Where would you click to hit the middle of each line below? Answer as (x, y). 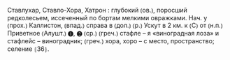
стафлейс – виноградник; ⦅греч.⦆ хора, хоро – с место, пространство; (111, 41)
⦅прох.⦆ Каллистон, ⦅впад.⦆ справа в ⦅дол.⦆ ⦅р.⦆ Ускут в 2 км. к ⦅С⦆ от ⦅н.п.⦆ (115, 25)
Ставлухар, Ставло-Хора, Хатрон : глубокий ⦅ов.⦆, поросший (97, 10)
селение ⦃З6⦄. (28, 49)
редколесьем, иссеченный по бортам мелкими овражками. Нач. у (107, 18)
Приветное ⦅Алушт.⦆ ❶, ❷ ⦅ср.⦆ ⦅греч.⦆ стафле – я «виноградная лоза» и (113, 33)
